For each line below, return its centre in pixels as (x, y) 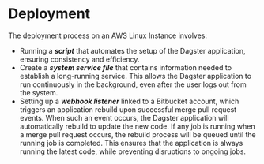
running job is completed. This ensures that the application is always (131, 143)
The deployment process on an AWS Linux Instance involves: (108, 35)
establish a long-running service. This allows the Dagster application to (135, 76)
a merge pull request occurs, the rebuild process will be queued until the (138, 134)
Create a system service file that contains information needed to (125, 67)
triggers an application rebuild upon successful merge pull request (128, 109)
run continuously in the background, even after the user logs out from (133, 84)
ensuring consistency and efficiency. (79, 59)
